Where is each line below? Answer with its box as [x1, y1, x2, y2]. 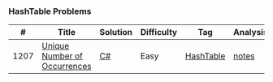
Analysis [232, 27, 268, 38]
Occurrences [41, 61, 92, 72]
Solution [99, 27, 132, 38]
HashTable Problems [8, 6, 92, 17]
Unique [41, 41, 70, 52]
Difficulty [140, 27, 177, 38]
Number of [41, 50, 83, 62]
